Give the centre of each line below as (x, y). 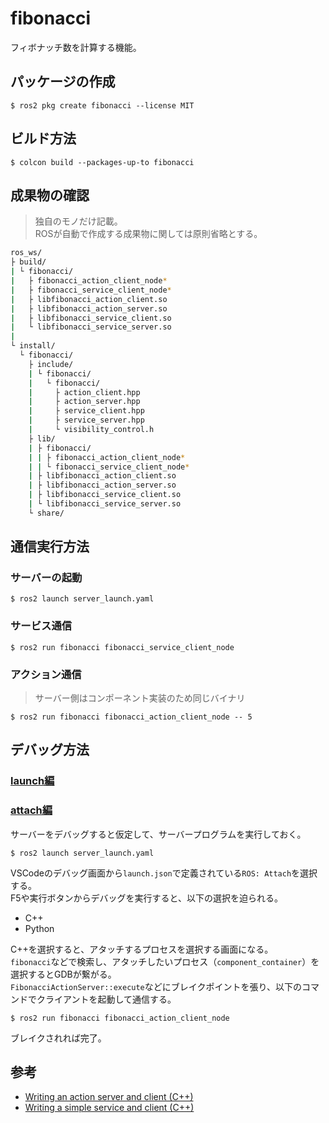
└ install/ (33, 346)
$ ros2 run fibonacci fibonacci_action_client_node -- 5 (131, 717)
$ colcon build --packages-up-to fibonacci (102, 162)
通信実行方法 (50, 547)
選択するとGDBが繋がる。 (63, 974)
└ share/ (46, 513)
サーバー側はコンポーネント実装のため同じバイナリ (140, 698)
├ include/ (51, 364)
